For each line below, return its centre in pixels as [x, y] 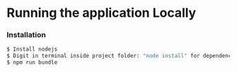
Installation [27, 35]
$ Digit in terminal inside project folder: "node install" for [103, 56]
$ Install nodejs [32, 49]
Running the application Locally [102, 13]
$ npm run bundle [32, 62]
